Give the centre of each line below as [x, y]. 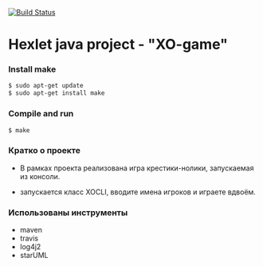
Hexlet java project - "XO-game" [118, 45]
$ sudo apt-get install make [57, 93]
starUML [34, 255]
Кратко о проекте [45, 151]
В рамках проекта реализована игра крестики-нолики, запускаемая [137, 168]
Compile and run [41, 114]
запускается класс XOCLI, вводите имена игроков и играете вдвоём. [138, 192]
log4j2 [30, 246]
